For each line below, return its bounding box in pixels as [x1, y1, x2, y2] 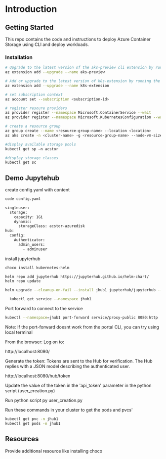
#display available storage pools [5, 142, 77, 147]
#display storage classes [5, 155, 58, 160]
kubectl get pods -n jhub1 [5, 421, 61, 426]
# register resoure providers [5, 105, 68, 111]
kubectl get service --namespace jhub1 [9, 297, 92, 302]
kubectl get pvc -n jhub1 [5, 416, 58, 421]
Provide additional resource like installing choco [5, 448, 103, 454]
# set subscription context [5, 92, 63, 97]
